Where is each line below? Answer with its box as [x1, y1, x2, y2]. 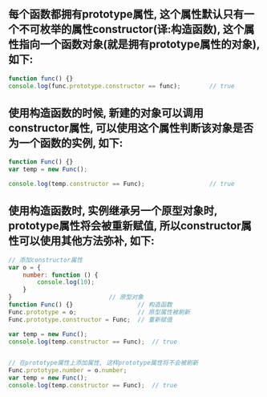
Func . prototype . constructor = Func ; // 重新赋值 [8, 315, 172, 323]
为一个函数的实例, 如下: [8, 136, 123, 150]
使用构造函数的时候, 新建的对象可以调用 [8, 106, 204, 120]
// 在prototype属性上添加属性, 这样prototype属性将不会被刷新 [8, 359, 199, 367]
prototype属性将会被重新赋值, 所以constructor [8, 219, 242, 233]
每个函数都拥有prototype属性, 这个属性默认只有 [8, 7, 245, 22]
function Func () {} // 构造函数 [8, 301, 172, 309]
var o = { [8, 263, 42, 271]
